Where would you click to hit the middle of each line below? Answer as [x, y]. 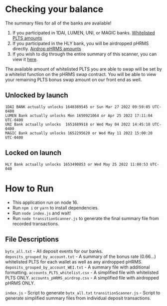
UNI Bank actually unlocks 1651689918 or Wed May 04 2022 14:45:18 [78, 124]
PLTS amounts [27, 38]
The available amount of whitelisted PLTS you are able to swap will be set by [83, 69]
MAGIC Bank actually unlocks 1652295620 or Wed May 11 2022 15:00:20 [79, 133]
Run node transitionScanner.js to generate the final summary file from [86, 218]
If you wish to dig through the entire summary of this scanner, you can [84, 54]
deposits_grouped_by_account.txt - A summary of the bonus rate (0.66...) [81, 256]
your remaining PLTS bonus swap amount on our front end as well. [74, 79]
